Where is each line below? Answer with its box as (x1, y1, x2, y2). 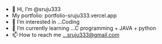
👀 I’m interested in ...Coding (11, 18, 80, 25)
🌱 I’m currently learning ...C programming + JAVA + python (11, 24, 156, 32)
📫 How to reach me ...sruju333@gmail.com (11, 32, 120, 38)
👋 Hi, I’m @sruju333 (11, 6, 61, 12)
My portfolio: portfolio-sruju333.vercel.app (11, 12, 117, 19)
